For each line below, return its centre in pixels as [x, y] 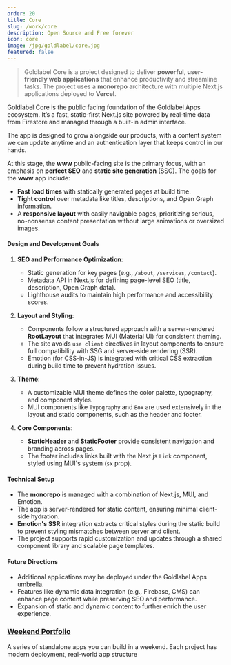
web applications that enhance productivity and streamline [133, 79]
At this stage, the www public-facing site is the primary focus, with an [107, 163]
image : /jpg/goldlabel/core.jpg [53, 46]
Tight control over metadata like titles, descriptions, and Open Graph [115, 198]
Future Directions [33, 561]
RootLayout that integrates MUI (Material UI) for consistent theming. [124, 337]
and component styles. [60, 400]
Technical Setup [31, 479]
